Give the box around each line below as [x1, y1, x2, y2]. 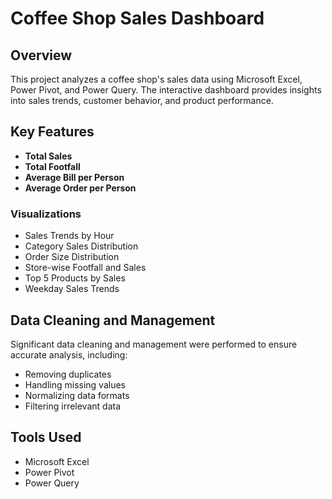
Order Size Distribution [24, 251, 120, 263]
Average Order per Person [24, 182, 137, 194]
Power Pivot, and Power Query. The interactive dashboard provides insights [10, 84, 322, 96]
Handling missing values [24, 378, 126, 391]
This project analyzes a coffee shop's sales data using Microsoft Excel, [10, 73, 303, 85]
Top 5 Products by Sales [24, 272, 126, 284]
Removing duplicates [24, 368, 112, 380]
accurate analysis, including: [10, 348, 128, 361]
